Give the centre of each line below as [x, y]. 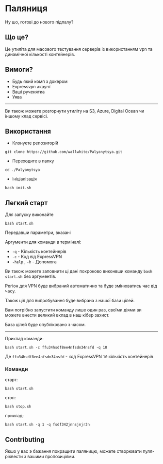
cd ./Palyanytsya [23, 170]
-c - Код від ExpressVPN [37, 257]
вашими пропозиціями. [51, 457]
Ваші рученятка [28, 92]
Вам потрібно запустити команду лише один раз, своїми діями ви [73, 310]
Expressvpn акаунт [31, 86]
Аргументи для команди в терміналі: [43, 242]
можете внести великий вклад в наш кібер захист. [57, 315]
